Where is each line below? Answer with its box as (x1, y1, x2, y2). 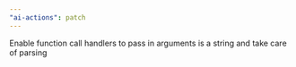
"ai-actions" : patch (9, 13, 87, 22)
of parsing (9, 46, 48, 58)
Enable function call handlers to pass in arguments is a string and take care (9, 38, 287, 48)
